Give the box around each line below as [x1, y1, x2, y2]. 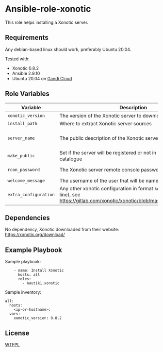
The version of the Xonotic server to [59, 112, 142, 119]
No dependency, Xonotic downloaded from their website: [5, 227, 119, 233]
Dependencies [5, 214, 50, 222]
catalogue [59, 155, 82, 162]
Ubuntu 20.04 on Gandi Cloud [12, 75, 72, 81]
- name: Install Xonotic [14, 268, 64, 273]
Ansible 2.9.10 [12, 70, 40, 76]
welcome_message [7, 178, 45, 183]
